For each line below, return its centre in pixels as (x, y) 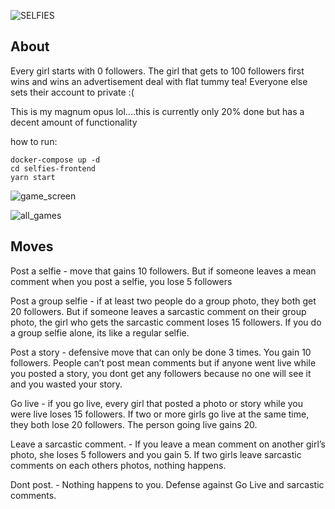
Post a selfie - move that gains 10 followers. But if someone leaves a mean (163, 271)
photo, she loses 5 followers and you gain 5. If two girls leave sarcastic (156, 454)
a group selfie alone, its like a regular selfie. (100, 332)
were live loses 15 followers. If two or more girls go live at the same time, (160, 414)
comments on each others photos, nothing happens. (118, 465)
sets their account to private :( (72, 92)
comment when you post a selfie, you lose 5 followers (121, 281)
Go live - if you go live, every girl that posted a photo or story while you (157, 403)
